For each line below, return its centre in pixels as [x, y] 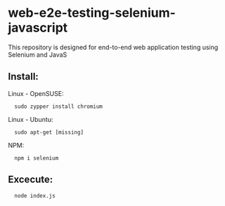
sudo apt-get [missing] [49, 132]
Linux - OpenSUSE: [36, 93]
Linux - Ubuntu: [31, 119]
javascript [38, 28]
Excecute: [31, 180]
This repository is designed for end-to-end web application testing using [113, 47]
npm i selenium [37, 158]
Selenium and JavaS [38, 55]
